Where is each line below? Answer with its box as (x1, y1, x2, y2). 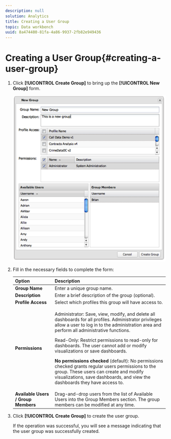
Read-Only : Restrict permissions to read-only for (54, 337, 158, 343)
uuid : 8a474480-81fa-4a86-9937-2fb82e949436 (5, 30, 101, 35)
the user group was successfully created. (12, 428, 100, 434)
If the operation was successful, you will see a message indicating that (12, 423, 161, 429)
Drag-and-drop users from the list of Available (54, 391, 153, 397)
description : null (5, 8, 44, 13)
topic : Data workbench (5, 24, 53, 30)
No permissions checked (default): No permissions (54, 358, 163, 364)
